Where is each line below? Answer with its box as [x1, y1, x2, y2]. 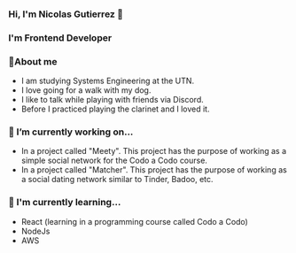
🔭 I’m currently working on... [8, 126, 134, 138]
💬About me [8, 55, 58, 67]
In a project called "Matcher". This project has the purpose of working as [20, 165, 287, 175]
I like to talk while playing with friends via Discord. [20, 95, 205, 105]
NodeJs [20, 226, 51, 236]
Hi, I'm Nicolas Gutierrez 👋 [8, 8, 124, 20]
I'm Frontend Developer [8, 31, 113, 43]
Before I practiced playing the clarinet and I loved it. [20, 103, 210, 114]
